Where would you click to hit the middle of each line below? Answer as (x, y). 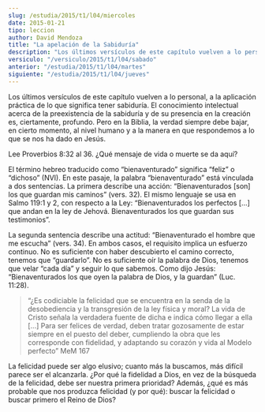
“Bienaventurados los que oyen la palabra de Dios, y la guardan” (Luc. (122, 276)
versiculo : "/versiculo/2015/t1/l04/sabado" (82, 60)
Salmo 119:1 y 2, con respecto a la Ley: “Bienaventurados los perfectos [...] (129, 203)
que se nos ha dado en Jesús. (57, 138)
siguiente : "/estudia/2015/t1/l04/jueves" (79, 74)
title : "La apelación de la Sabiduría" (74, 45)
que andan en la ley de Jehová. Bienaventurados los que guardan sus (121, 211)
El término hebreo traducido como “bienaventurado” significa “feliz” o (121, 169)
